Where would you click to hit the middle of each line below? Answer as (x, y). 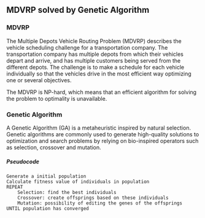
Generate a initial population (46, 176)
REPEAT (15, 187)
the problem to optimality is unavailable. (57, 98)
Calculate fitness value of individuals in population (78, 181)
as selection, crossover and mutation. (54, 147)
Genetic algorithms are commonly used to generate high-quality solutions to (103, 134)
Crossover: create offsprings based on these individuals (93, 198)
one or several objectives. (39, 80)
